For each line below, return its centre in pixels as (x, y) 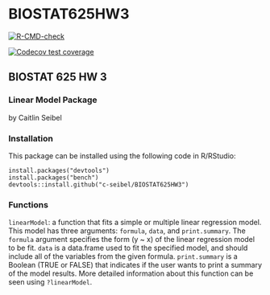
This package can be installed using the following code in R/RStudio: (122, 156)
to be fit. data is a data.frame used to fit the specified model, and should (128, 248)
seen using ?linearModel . (50, 282)
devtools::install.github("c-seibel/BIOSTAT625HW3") (99, 184)
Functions (28, 204)
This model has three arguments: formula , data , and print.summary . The (127, 231)
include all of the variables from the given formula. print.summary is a (123, 256)
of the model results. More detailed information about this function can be (131, 273)
